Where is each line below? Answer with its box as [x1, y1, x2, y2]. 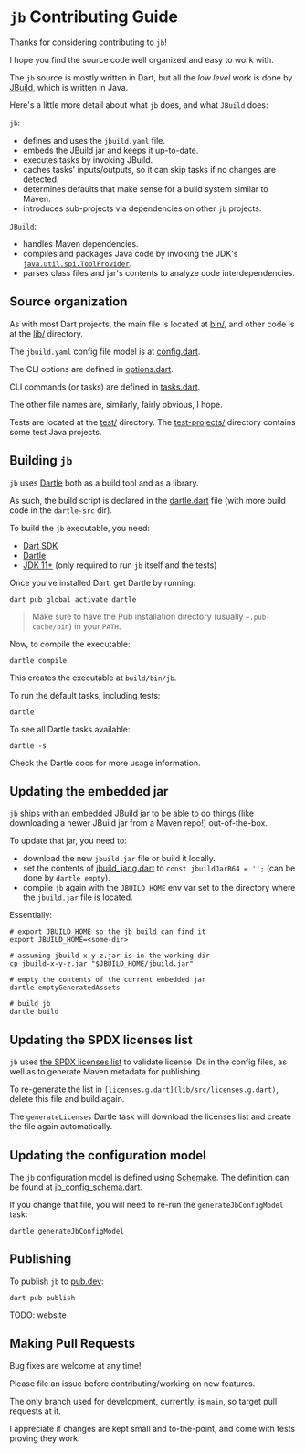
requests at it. [9, 1405, 61, 1416]
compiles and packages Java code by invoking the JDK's [22, 248, 238, 259]
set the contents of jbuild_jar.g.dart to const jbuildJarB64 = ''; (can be [22, 862, 296, 874]
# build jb [9, 999, 51, 1009]
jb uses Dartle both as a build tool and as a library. [9, 477, 199, 488]
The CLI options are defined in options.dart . [9, 363, 174, 374]
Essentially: [9, 910, 53, 921]
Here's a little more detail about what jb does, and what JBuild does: [9, 99, 268, 111]
